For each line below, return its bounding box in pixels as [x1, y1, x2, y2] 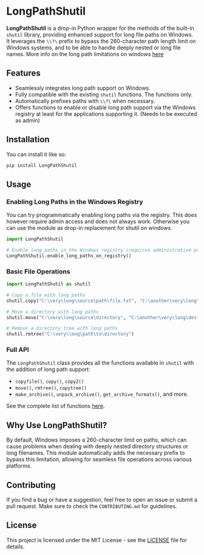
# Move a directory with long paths [6, 309, 99, 315]
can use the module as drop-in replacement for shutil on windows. [6, 224, 173, 232]
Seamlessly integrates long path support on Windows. [15, 84, 151, 91]
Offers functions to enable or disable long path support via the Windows [15, 104, 196, 111]
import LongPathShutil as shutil [6, 281, 91, 287]
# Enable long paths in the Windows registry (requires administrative [6, 247, 191, 253]
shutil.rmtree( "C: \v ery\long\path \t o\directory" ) [6, 331, 135, 337]
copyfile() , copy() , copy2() [15, 378, 84, 385]
